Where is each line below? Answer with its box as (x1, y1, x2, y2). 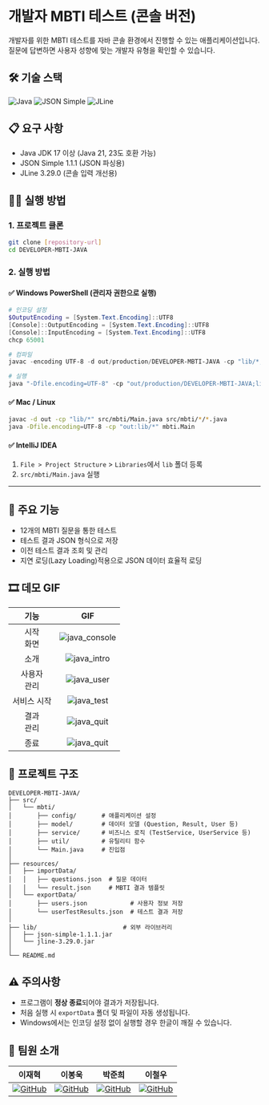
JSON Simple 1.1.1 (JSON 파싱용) (19, 158, 126, 168)
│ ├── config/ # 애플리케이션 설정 (8, 812, 157, 820)
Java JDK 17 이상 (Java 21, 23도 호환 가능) (19, 148, 156, 157)
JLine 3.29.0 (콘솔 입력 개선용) (19, 168, 118, 177)
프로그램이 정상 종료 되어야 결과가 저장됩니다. (19, 998, 159, 1007)
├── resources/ (8, 860, 59, 868)
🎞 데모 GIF (8, 581, 61, 595)
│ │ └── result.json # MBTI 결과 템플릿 (8, 884, 166, 892)
